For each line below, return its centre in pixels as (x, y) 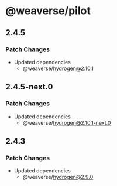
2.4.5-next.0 (29, 87)
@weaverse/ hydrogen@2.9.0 (58, 177)
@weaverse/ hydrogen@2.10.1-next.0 (67, 122)
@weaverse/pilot (48, 11)
